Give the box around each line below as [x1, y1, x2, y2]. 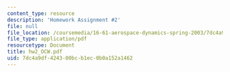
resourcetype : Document [7, 42, 75, 49]
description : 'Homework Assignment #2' [7, 16, 121, 23]
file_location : [7, 29, 51, 36]
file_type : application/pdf [7, 36, 88, 43]
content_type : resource [7, 10, 75, 17]
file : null [7, 23, 38, 29]
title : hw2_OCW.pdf [7, 49, 63, 56]
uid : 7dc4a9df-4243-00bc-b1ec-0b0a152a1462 [7, 55, 133, 62]
